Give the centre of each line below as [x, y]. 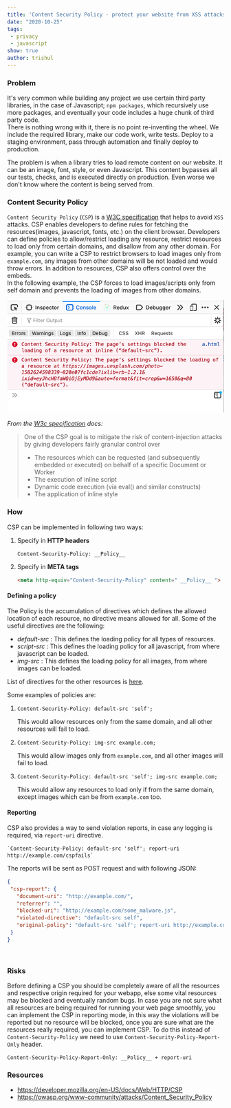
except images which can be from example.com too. [89, 797]
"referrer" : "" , [40, 904]
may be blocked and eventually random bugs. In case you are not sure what [114, 1001]
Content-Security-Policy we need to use [65, 1037]
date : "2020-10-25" [35, 22]
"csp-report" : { [33, 889]
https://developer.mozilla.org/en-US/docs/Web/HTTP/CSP [100, 1090]
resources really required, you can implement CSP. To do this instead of [109, 1030]
